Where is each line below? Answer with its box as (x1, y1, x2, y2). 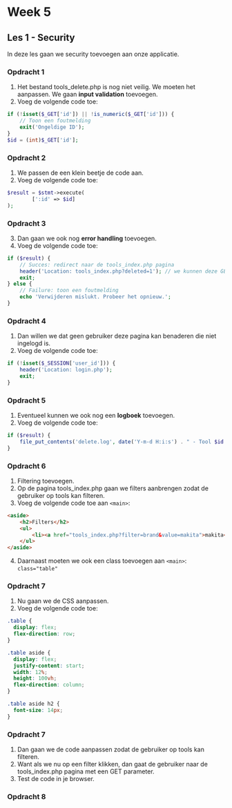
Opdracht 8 (7, 791, 46, 801)
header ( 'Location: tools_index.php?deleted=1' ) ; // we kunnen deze (19, 267, 217, 275)
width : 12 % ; (13, 668, 48, 675)
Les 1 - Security (7, 32, 75, 44)
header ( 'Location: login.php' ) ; (19, 367, 113, 374)
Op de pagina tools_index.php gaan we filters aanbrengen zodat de (17, 484, 209, 492)
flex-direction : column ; (13, 682, 85, 689)
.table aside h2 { (7, 700, 60, 708)
